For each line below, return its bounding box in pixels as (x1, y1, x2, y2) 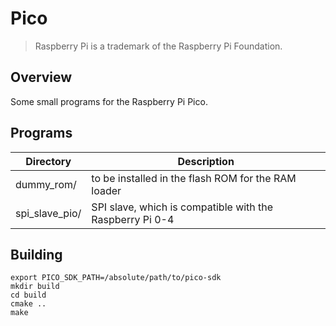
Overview (10, 69, 73, 86)
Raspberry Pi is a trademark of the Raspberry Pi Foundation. (34, 40, 283, 52)
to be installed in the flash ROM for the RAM (91, 171, 297, 185)
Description (177, 154, 235, 168)
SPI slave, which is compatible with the (91, 200, 274, 214)
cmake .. (10, 299, 47, 309)
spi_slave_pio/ (15, 206, 82, 220)
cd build (10, 290, 47, 301)
